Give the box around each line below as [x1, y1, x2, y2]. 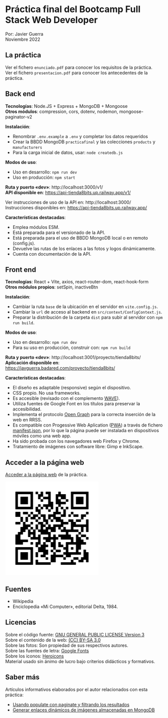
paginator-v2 [5, 113, 33, 119]
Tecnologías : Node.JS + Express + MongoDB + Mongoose [5, 103, 128, 109]
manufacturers [12, 145, 42, 150]
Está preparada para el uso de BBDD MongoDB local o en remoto [12, 234, 148, 241]
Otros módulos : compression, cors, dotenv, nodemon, [5, 108, 119, 114]
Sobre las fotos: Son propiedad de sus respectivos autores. [5, 642, 129, 648]
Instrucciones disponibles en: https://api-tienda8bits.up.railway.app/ [5, 204, 147, 210]
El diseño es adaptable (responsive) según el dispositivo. [12, 385, 131, 391]
